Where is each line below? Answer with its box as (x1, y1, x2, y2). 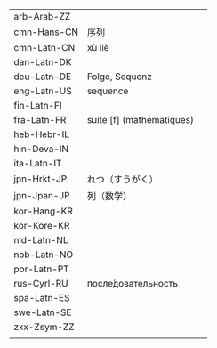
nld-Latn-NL (13, 234, 68, 246)
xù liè (86, 42, 109, 53)
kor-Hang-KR (13, 205, 73, 217)
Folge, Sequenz (86, 70, 153, 83)
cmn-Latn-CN (13, 42, 76, 53)
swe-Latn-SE (13, 306, 72, 319)
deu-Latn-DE (13, 70, 72, 83)
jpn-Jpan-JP (13, 190, 70, 201)
